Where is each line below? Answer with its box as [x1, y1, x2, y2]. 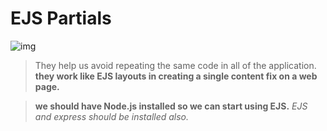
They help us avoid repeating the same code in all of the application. [34, 59, 317, 71]
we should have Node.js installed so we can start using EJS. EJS [34, 100, 308, 112]
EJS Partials [10, 7, 112, 30]
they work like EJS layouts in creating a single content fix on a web [34, 70, 318, 82]
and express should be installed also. [34, 110, 190, 122]
